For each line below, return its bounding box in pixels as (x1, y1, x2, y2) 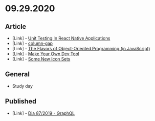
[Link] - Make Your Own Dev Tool (12, 51, 80, 57)
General (5, 70, 30, 79)
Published (5, 97, 37, 105)
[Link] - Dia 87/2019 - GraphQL (12, 110, 75, 116)
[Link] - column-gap (12, 40, 53, 46)
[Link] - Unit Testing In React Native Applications (12, 35, 111, 41)
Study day (12, 83, 33, 89)
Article (5, 22, 26, 31)
